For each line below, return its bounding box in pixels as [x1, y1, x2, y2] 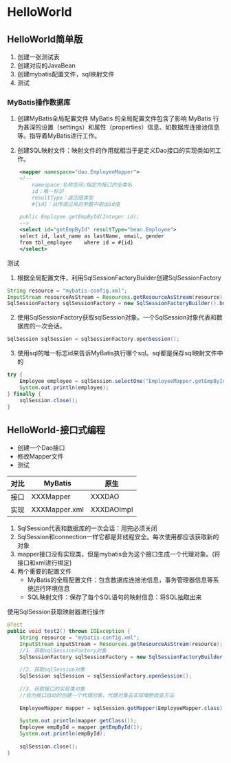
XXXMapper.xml [31, 505, 85, 514]
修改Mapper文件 [16, 452, 64, 461]
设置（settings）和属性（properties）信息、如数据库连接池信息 [41, 123, 220, 132]
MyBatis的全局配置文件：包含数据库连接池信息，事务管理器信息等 [27, 576, 213, 584]
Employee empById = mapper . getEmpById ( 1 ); [19, 724, 143, 731]
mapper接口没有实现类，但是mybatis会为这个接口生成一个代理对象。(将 [16, 550, 221, 558]
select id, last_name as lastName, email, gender [19, 233, 165, 240]
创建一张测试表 [16, 53, 60, 61]
